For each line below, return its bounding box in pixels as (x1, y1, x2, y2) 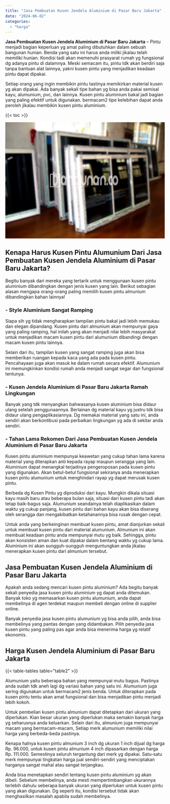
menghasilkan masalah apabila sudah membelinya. (5, 793, 111, 799)
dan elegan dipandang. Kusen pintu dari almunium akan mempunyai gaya (5, 323, 158, 329)
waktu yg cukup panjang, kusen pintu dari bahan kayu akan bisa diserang (5, 506, 159, 512)
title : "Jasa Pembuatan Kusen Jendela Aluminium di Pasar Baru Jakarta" (5, 8, 162, 13)
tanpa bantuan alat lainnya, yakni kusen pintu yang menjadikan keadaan (5, 66, 155, 72)
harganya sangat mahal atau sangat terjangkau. (5, 762, 105, 768)
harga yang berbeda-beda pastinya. (5, 731, 80, 737)
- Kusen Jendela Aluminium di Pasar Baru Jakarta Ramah (5, 383, 148, 390)
